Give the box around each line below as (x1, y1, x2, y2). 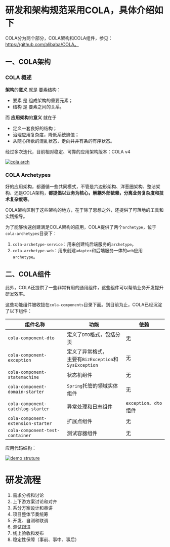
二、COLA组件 (5, 270, 51, 279)
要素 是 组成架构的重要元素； (12, 97, 73, 103)
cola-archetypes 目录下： (5, 230, 57, 236)
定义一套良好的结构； (12, 125, 57, 131)
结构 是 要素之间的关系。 (12, 103, 64, 109)
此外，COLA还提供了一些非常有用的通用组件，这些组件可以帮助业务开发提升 (5, 284, 164, 290)
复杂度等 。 (9, 196, 32, 202)
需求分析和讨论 (12, 492, 44, 498)
